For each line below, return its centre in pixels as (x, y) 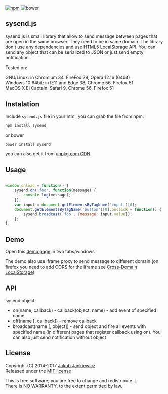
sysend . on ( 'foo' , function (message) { (55, 190)
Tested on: (16, 67)
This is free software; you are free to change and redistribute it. (71, 380)
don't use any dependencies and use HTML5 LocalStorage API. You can (80, 47)
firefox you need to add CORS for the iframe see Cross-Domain (71, 267)
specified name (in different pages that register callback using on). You (87, 332)
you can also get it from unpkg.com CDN (48, 154)
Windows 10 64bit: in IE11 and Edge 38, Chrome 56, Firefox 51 (69, 83)
